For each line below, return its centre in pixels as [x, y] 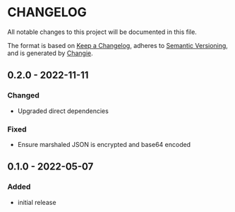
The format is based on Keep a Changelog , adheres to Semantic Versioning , [117, 45]
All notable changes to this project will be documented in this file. [102, 32]
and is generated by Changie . [50, 53]
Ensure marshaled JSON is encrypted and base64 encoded [104, 144]
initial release [37, 202]
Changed [24, 95]
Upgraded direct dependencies [63, 111]
